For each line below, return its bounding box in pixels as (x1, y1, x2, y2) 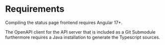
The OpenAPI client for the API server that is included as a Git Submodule (5, 29, 156, 35)
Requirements (5, 3, 65, 15)
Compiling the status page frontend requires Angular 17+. (5, 20, 123, 25)
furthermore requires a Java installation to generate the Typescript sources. (5, 34, 161, 40)
